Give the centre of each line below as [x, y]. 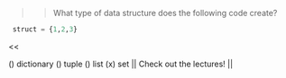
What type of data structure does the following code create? [165, 13]
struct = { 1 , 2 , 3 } [45, 30]
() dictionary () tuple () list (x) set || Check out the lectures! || [121, 64]
